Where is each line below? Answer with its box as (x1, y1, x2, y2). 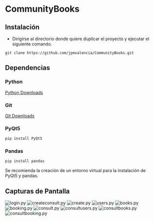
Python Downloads (5, 89, 43, 95)
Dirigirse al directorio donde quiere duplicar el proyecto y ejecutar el (12, 36, 150, 42)
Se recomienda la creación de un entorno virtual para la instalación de (5, 168, 146, 174)
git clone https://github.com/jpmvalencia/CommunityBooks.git (5, 50, 134, 55)
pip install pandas (5, 159, 45, 164)
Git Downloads (5, 112, 35, 118)
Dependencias (5, 64, 50, 72)
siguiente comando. (12, 41, 52, 47)
